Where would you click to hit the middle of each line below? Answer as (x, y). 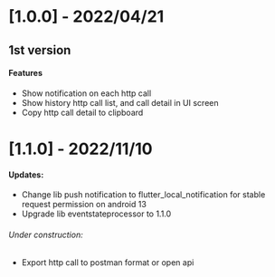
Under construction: (46, 234)
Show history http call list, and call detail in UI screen (120, 102)
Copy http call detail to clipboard (82, 112)
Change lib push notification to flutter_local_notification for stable (143, 195)
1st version (40, 50)
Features (25, 73)
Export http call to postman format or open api (108, 263)
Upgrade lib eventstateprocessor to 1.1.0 (96, 214)
